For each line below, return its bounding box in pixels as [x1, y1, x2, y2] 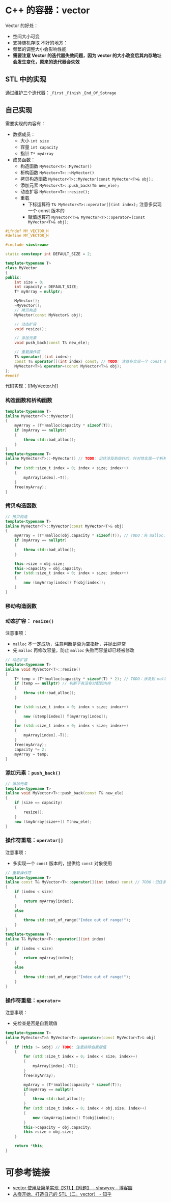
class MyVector [5, 265, 38, 270]
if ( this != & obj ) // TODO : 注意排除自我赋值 [14, 1044, 107, 1050]
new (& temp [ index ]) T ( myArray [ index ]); [23, 713, 108, 719]
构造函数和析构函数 [5, 397, 52, 404]
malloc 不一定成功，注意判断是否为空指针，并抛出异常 [12, 641, 126, 647]
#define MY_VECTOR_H [5, 233, 49, 238]
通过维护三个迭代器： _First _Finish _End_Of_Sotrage [5, 90, 117, 96]
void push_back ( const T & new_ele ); [14, 340, 90, 346]
